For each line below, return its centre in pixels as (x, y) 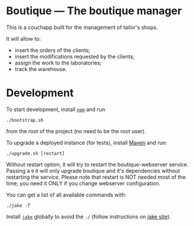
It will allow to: (24, 38)
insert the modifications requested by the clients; (75, 56)
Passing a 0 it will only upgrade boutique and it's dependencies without (93, 170)
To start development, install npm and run (56, 109)
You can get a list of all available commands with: (66, 195)
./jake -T (18, 205)
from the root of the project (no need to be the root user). (76, 131)
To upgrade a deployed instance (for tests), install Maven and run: (87, 143)
